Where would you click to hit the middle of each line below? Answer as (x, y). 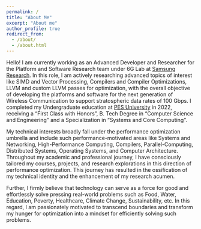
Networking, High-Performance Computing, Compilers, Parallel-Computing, (100, 144)
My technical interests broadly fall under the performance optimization (94, 131)
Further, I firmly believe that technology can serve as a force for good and (97, 188)
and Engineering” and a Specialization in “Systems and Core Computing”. (97, 120)
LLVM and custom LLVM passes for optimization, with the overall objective (98, 88)
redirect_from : (25, 34)
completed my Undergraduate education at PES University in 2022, (89, 107)
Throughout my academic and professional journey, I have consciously (94, 157)
